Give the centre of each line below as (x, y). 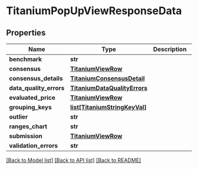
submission (26, 136)
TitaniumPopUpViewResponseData (94, 11)
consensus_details (36, 78)
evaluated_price (32, 97)
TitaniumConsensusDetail (108, 78)
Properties (26, 33)
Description (170, 49)
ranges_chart (28, 126)
